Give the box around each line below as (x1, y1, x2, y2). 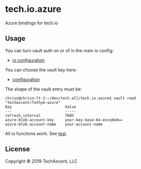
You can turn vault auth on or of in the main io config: (5, 47, 114, 53)
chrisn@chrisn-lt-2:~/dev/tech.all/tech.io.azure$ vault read (5, 95, 136, 100)
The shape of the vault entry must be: (5, 86, 82, 92)
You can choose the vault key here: (5, 67, 77, 73)
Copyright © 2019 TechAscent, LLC (5, 158, 78, 164)
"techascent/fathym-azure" (5, 100, 61, 105)
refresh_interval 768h (5, 113, 74, 118)
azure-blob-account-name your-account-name (5, 122, 103, 127)
